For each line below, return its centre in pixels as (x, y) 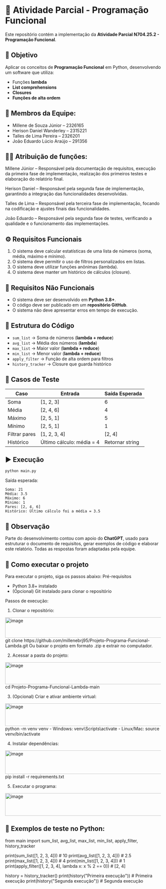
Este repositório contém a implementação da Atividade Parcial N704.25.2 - (82, 34)
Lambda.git (17, 645)
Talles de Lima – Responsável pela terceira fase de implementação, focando (82, 204)
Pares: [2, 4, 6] (23, 507)
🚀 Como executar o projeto (47, 564)
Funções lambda (29, 82)
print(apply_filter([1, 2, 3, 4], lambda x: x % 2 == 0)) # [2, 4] (65, 866)
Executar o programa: (34, 786)
